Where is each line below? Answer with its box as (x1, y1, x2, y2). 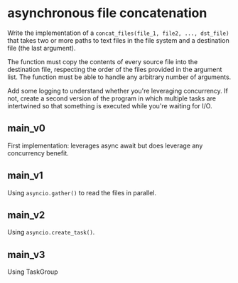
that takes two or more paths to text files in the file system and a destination (7, 36, 229, 44)
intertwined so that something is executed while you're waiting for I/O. (7, 101, 212, 110)
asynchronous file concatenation (7, 5, 207, 21)
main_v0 (7, 123, 46, 135)
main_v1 (7, 170, 44, 182)
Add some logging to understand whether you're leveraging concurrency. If (7, 86, 229, 95)
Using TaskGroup (7, 267, 58, 276)
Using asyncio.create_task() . (7, 228, 95, 237)
